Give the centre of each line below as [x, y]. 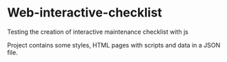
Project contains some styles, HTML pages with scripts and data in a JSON [114, 45]
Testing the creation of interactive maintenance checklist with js [98, 32]
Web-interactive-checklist [85, 13]
